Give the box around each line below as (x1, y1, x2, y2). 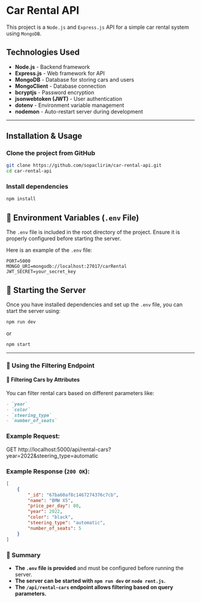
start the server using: (6, 307, 61, 314)
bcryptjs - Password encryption (14, 88, 95, 96)
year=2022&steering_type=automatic (6, 452, 99, 459)
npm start (6, 341, 31, 347)
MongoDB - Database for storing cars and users (14, 76, 135, 83)
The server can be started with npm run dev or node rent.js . (14, 577, 166, 584)
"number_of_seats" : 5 (28, 525, 82, 532)
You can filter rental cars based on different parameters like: (6, 389, 154, 396)
